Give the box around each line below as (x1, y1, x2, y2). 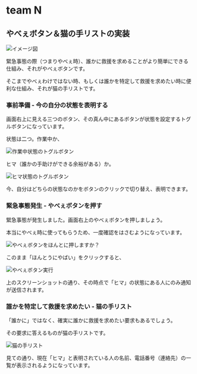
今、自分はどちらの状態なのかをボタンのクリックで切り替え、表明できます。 (6, 186, 191, 193)
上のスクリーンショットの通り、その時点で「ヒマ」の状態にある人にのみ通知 (6, 279, 191, 286)
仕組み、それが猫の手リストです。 (16, 85, 99, 92)
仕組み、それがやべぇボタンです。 (6, 65, 88, 72)
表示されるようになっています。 (16, 362, 93, 369)
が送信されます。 (6, 286, 47, 293)
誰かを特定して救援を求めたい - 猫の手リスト (6, 302, 132, 310)
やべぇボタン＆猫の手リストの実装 (6, 28, 130, 38)
